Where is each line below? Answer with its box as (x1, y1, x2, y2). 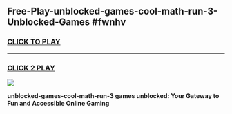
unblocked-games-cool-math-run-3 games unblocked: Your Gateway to (7, 91, 220, 99)
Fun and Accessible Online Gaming (7, 99, 110, 107)
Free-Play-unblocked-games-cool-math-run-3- (7, 6, 218, 17)
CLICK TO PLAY (7, 37, 61, 47)
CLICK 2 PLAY (7, 63, 55, 73)
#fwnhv (92, 17, 126, 28)
